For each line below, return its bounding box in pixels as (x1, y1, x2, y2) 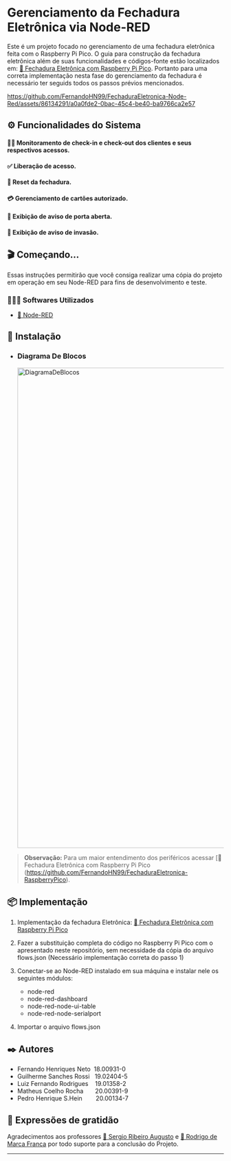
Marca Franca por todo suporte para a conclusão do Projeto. (7, 1140, 179, 1148)
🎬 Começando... (7, 249, 80, 261)
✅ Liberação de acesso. (7, 162, 77, 170)
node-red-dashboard (27, 994, 88, 1003)
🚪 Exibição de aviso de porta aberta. (7, 212, 113, 221)
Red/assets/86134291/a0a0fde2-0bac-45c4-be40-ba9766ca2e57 (7, 99, 196, 107)
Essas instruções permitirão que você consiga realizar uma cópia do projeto (7, 271, 223, 279)
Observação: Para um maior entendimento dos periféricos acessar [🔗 (23, 853, 222, 861)
